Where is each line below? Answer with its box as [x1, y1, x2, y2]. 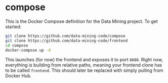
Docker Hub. [5, 73, 32, 79]
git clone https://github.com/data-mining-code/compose [5, 33, 125, 38]
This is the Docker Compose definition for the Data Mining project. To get [5, 18, 158, 24]
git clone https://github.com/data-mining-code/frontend [5, 38, 128, 43]
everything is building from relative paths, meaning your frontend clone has [5, 62, 162, 68]
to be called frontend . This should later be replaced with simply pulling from [5, 67, 163, 73]
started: [5, 23, 22, 29]
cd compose [5, 43, 28, 48]
